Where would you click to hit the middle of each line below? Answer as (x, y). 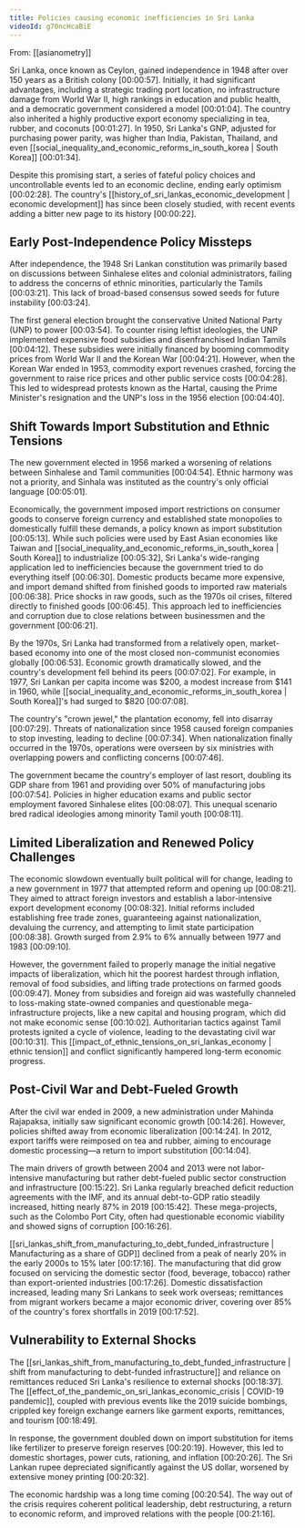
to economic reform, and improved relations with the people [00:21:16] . (142, 1513)
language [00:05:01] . (49, 492)
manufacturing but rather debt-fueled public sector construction (166, 1177)
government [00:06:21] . (54, 626)
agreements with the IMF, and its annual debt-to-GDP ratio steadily (135, 1197)
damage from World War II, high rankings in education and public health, (145, 99)
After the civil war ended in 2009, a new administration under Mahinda (142, 1112)
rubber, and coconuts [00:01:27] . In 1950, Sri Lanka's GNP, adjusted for (143, 128)
